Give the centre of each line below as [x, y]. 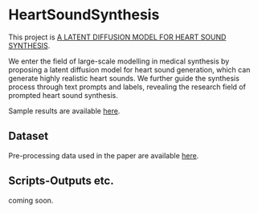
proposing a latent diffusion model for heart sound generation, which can [129, 69]
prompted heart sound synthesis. [63, 95]
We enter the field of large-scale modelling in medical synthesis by [119, 61]
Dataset [29, 136]
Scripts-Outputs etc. [61, 181]
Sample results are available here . [64, 111]
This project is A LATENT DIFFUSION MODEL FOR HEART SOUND [117, 37]
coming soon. [31, 200]
